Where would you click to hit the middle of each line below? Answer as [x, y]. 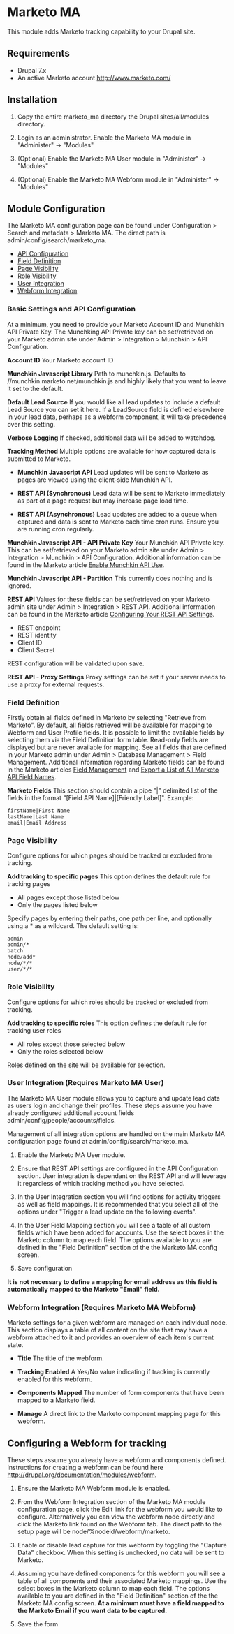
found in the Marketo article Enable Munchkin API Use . [86, 565]
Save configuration [44, 1268]
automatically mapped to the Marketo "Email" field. [83, 1289]
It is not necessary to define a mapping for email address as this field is [112, 1281]
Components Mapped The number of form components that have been [120, 1393]
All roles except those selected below [71, 1044]
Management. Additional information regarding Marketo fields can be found [116, 762]
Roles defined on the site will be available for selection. [86, 1065]
